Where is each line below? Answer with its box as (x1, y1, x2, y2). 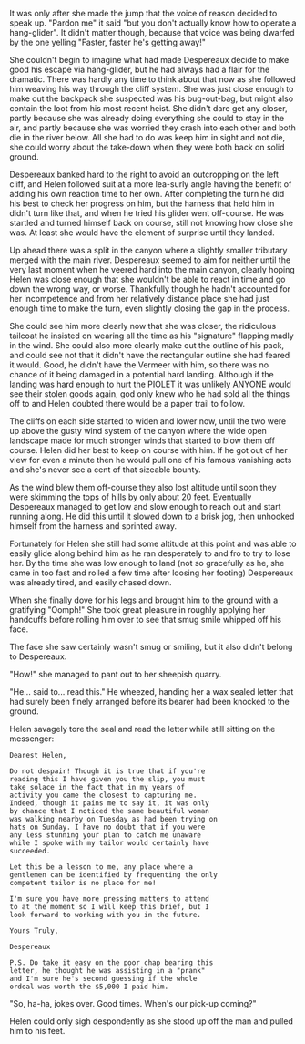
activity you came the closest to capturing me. (9, 791, 198, 800)
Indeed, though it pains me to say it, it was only (9, 799, 209, 808)
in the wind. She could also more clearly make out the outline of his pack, (9, 340, 285, 350)
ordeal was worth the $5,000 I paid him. (9, 982, 169, 991)
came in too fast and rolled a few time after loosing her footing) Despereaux (9, 567, 294, 578)
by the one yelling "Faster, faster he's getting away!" (9, 36, 207, 47)
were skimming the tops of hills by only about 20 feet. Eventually (9, 491, 252, 502)
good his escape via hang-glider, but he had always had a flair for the (9, 64, 270, 75)
